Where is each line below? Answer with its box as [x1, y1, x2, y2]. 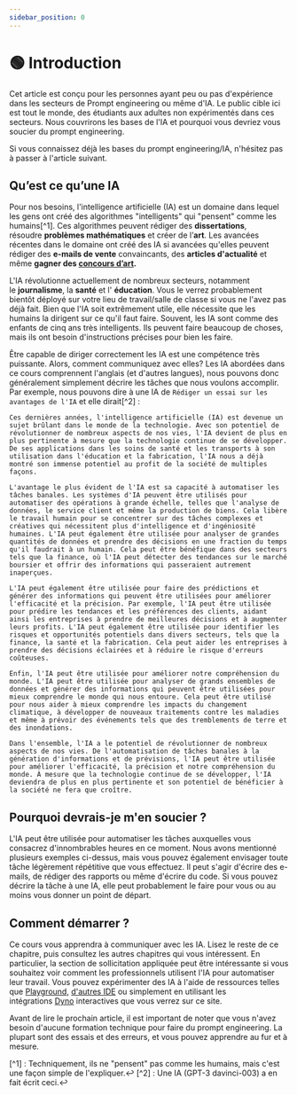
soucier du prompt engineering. [9, 126, 125, 137]
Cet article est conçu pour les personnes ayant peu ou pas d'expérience [9, 88, 273, 98]
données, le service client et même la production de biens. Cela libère [9, 506, 288, 515]
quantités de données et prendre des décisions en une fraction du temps [9, 537, 288, 546]
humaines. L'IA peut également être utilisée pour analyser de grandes [9, 529, 279, 539]
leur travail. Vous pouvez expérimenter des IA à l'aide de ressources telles [9, 977, 280, 987]
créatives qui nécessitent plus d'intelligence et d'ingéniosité [9, 522, 255, 531]
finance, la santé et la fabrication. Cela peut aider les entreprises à [9, 638, 288, 647]
